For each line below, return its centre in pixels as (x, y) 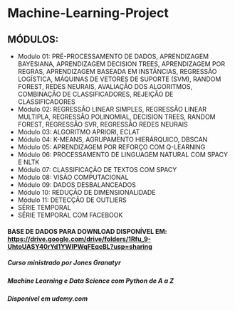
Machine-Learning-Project (88, 13)
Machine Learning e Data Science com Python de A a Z (91, 280)
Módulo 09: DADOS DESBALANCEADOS (77, 185)
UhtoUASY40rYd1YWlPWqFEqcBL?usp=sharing (80, 246)
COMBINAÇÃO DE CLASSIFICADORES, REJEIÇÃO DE (95, 94)
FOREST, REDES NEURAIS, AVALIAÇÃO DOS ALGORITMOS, (105, 86)
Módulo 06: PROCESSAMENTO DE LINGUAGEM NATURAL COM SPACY (122, 155)
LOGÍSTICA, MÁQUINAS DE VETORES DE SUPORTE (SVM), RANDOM (119, 79)
